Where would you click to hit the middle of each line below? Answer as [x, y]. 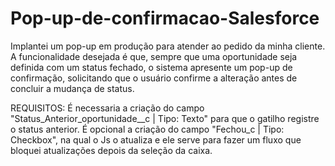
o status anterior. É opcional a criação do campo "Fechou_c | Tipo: [147, 129]
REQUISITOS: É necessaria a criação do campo [107, 108]
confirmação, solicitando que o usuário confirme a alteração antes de [154, 78]
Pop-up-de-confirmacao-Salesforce [165, 18]
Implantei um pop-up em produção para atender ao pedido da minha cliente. [168, 46]
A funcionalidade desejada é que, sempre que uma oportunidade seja [154, 56]
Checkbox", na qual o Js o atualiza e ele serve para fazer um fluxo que [156, 139]
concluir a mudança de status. [72, 88]
